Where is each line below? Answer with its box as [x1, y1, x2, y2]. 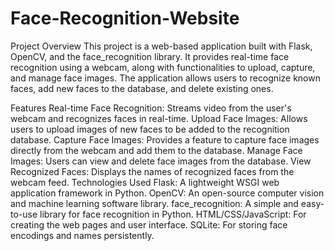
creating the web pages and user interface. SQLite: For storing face [10, 218, 288, 231]
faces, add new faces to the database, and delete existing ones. [10, 82, 274, 94]
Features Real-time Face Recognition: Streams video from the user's [10, 102, 292, 114]
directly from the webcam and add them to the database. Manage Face [10, 144, 303, 156]
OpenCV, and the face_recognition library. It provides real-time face [10, 50, 290, 62]
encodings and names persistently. [10, 229, 155, 241]
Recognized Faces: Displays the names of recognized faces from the [10, 165, 295, 177]
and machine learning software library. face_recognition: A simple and [10, 197, 299, 209]
